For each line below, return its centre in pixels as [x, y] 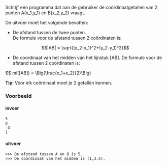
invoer [12, 108]
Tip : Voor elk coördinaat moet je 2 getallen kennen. [59, 83]
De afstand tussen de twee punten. [49, 32]
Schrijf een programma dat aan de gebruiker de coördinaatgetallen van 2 [81, 7]
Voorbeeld [19, 96]
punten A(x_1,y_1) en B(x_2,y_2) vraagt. [45, 13]
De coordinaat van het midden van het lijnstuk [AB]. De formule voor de [87, 58]
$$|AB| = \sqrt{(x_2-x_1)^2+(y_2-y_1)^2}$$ [85, 48]
